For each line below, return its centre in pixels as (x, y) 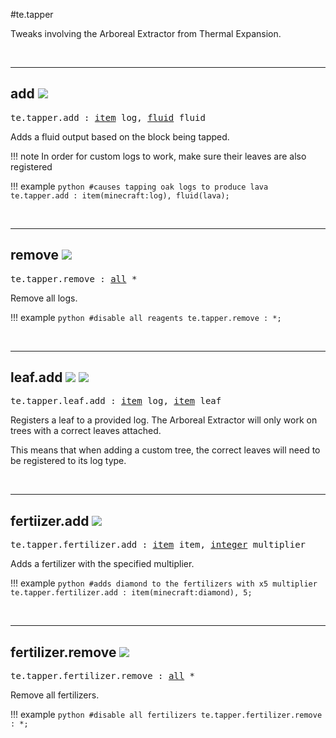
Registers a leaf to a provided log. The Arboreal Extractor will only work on (164, 420)
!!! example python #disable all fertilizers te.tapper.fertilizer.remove (166, 715)
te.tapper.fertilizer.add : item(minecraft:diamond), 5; (131, 593)
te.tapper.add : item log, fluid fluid (108, 117)
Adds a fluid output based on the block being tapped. (120, 136)
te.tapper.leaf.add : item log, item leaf (116, 401)
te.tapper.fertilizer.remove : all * (103, 676)
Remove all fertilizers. (55, 695)
